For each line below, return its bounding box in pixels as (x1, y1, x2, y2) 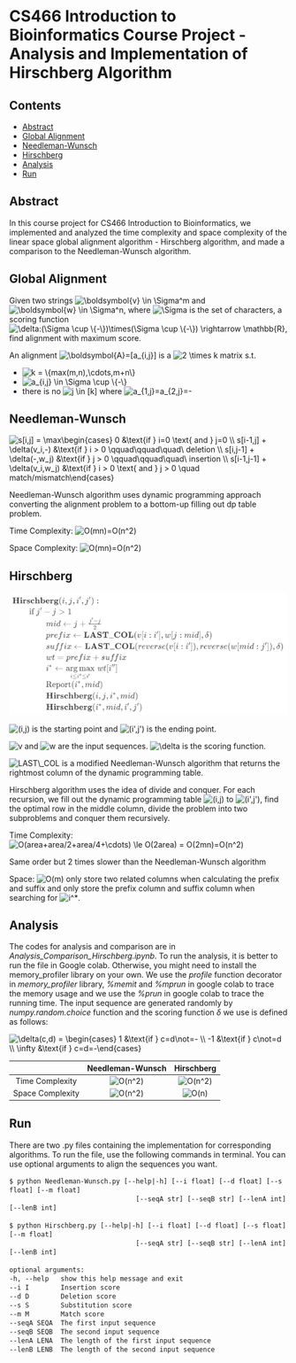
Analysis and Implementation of (9, 44, 248, 64)
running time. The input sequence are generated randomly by (9, 998, 233, 1009)
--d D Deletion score (9, 1291, 117, 1301)
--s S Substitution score (9, 1300, 133, 1310)
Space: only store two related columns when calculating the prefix (9, 873, 280, 884)
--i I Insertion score (9, 1282, 121, 1292)
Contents (9, 97, 62, 112)
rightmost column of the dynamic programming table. (9, 767, 204, 778)
